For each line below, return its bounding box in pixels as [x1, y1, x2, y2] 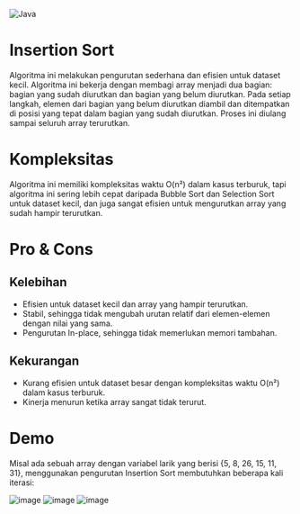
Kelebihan [9, 275, 67, 290]
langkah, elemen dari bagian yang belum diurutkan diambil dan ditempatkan [9, 98, 290, 109]
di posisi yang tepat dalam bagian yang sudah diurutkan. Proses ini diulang [9, 108, 287, 119]
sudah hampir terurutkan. [9, 207, 103, 218]
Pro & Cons [9, 239, 94, 260]
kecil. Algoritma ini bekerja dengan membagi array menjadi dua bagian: [9, 79, 272, 90]
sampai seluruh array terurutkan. [9, 117, 130, 128]
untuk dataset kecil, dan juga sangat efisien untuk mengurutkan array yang [9, 198, 287, 209]
